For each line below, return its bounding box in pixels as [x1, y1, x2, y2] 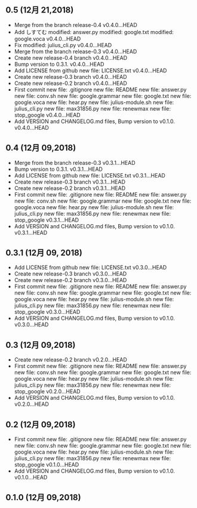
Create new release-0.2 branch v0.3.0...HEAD [14, 277, 127, 284]
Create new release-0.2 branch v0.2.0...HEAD [14, 356, 128, 363]
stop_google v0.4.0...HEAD [14, 111, 81, 118]
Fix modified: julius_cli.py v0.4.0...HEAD [14, 41, 112, 48]
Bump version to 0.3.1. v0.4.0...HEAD [14, 60, 104, 68]
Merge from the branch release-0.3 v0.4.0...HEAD [14, 48, 137, 55]
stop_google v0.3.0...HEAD [14, 308, 81, 316]
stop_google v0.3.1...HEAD [14, 216, 79, 224]
